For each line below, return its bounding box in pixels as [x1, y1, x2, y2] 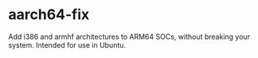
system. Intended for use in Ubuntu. [8, 40, 126, 49]
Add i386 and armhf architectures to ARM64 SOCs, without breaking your [8, 32, 251, 41]
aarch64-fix [8, 6, 90, 24]
